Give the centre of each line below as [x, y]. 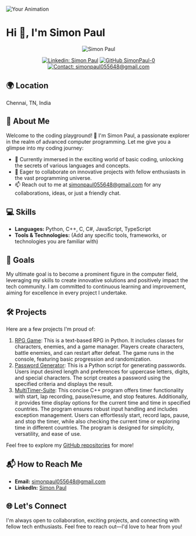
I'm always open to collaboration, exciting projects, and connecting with [93, 520]
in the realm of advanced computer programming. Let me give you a [89, 141]
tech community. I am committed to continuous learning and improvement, [96, 287]
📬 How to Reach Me [44, 464]
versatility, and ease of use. [48, 434]
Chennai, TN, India [28, 103]
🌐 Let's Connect [36, 506]
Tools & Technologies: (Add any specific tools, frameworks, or [91, 235]
